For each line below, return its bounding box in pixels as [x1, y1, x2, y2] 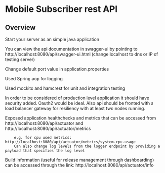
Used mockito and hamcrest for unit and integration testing [5, 85, 125, 91]
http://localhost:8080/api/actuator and [5, 120, 83, 126]
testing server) [5, 57, 35, 62]
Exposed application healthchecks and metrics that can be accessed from [5, 115, 157, 121]
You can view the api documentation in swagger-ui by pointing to [5, 46, 138, 52]
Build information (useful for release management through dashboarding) [5, 157, 154, 163]
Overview [5, 23, 36, 32]
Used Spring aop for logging [5, 76, 63, 81]
